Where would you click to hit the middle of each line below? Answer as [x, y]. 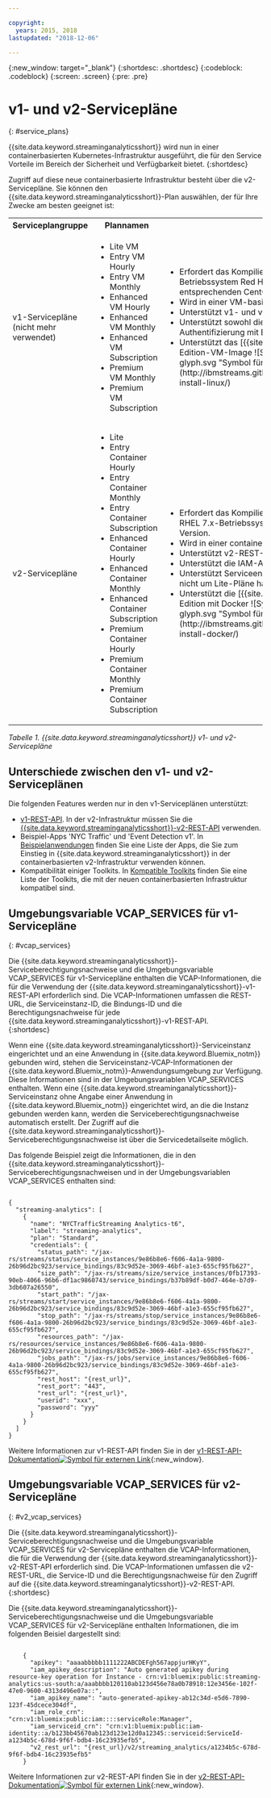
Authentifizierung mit [219, 332]
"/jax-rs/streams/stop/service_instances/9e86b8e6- [173, 1315]
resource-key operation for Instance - [75, 1677]
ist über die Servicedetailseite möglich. [184, 1139]
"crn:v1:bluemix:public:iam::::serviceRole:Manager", [101, 1719]
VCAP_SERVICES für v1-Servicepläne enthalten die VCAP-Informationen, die [135, 978]
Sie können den [82, 188]
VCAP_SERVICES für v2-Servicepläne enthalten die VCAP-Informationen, [130, 1549]
